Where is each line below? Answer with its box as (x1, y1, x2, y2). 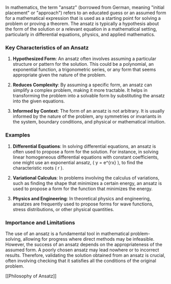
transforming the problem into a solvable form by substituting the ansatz (12, 93, 165, 99)
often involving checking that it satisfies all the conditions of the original (5, 257, 157, 264)
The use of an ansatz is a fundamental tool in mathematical (5, 230, 130, 237)
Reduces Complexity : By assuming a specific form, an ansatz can (12, 82, 152, 88)
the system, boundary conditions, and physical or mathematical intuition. (12, 119, 166, 125)
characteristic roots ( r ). (12, 165, 64, 171)
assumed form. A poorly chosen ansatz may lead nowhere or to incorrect (5, 247, 159, 253)
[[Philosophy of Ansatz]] (5, 273, 57, 279)
